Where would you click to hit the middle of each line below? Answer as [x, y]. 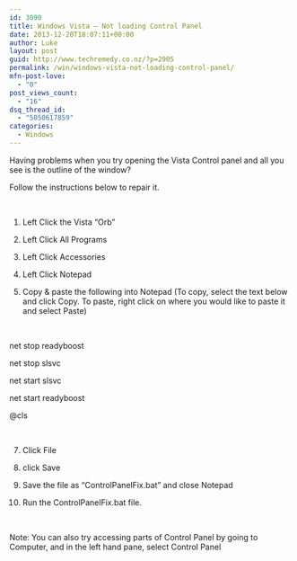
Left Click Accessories [64, 256]
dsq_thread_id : [38, 110]
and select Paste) [54, 310]
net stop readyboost [47, 345]
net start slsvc [35, 380]
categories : [31, 127]
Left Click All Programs [65, 239]
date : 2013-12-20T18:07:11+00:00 [72, 34]
